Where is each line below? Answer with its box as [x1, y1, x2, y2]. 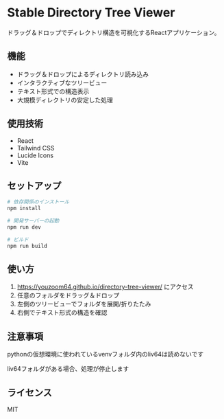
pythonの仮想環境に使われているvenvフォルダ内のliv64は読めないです [7, 350, 204, 359]
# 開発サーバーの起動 [7, 218, 60, 225]
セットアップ [7, 180, 62, 192]
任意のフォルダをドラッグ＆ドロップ [16, 291, 120, 299]
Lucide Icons [16, 151, 53, 159]
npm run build [7, 242, 48, 249]
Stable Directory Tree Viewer [7, 5, 175, 21]
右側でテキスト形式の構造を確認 [16, 308, 108, 317]
